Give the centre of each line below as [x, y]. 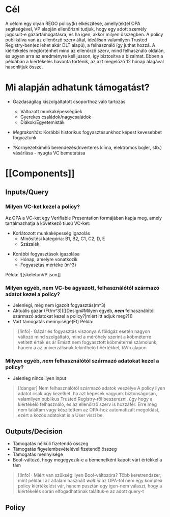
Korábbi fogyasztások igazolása [46, 254]
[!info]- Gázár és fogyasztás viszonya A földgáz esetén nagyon [84, 331]
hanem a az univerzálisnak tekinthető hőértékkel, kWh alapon [82, 348]
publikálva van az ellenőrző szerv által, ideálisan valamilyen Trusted [76, 40]
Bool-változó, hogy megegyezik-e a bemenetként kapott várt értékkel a [87, 460]
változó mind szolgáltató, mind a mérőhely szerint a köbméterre [84, 337]
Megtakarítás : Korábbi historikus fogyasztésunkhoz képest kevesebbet [87, 132]
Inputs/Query [27, 192]
